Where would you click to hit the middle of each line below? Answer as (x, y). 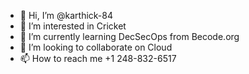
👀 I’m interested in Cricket (73, 26)
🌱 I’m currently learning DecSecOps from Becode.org (129, 36)
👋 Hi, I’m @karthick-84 (66, 15)
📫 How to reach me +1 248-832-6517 (98, 58)
